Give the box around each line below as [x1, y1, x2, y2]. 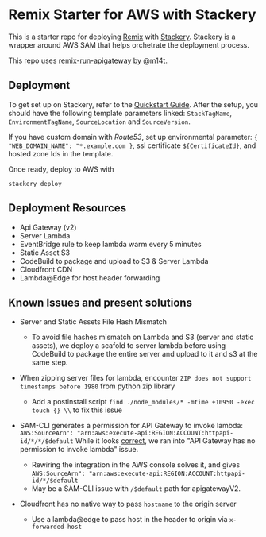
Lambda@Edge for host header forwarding [19, 272, 160, 283]
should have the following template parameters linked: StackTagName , [8, 108, 233, 118]
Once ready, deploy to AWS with [8, 164, 114, 174]
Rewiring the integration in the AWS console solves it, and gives [31, 460, 241, 469]
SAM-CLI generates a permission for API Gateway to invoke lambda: [19, 421, 244, 431]
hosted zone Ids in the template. [8, 149, 114, 158]
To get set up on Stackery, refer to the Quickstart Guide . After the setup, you [8, 99, 258, 109]
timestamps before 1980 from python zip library [19, 381, 175, 391]
